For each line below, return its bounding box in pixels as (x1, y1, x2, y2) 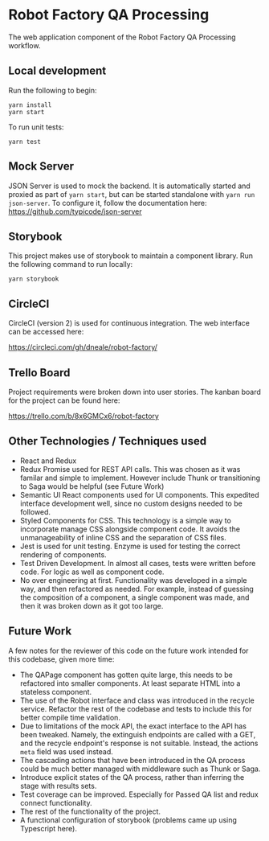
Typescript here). (19, 823, 78, 833)
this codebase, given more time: (8, 654, 115, 664)
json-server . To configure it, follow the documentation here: (8, 198, 207, 207)
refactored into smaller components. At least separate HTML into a (19, 678, 241, 688)
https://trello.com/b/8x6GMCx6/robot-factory (8, 412, 159, 420)
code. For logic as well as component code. (19, 567, 165, 576)
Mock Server (8, 159, 75, 174)
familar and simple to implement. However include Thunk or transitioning (19, 473, 261, 482)
